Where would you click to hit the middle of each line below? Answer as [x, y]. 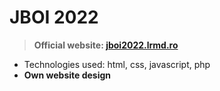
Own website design [67, 75]
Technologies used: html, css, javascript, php [117, 64]
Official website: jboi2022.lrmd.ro [106, 45]
